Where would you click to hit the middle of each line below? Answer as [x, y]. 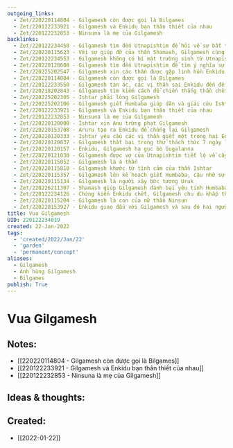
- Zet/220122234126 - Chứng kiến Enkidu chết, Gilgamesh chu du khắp [116, 194]
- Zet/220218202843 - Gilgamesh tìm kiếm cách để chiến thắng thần [113, 91]
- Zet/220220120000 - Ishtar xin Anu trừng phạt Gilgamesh [101, 123]
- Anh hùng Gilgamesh [45, 271]
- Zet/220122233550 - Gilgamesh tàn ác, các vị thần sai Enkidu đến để [119, 85]
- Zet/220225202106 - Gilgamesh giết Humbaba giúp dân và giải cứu [113, 104]
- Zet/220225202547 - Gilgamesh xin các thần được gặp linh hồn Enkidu [119, 71]
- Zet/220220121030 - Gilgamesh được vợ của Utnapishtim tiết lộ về [114, 156]
